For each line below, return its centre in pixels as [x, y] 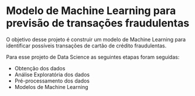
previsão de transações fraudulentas [98, 23]
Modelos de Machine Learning [51, 87]
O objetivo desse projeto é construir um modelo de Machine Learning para [96, 39]
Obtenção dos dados [40, 68]
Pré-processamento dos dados [52, 81]
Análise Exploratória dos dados [52, 74]
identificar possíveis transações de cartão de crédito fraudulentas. [86, 46]
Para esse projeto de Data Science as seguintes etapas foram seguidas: [93, 57]
